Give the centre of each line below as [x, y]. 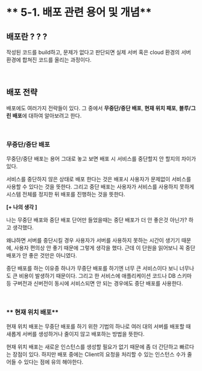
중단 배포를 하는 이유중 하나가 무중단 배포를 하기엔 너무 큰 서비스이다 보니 [92, 268]
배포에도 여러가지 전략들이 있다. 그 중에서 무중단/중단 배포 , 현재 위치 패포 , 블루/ [99, 108]
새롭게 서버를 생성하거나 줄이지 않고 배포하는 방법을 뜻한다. [75, 334]
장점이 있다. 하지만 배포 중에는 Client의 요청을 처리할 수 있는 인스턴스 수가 [99, 355]
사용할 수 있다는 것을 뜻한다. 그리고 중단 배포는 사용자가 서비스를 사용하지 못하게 [100, 187]
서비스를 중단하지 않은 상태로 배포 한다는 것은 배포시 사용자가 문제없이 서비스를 [99, 179]
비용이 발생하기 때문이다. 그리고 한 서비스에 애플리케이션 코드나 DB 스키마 [105, 276]
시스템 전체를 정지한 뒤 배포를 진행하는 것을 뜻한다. [66, 195]
